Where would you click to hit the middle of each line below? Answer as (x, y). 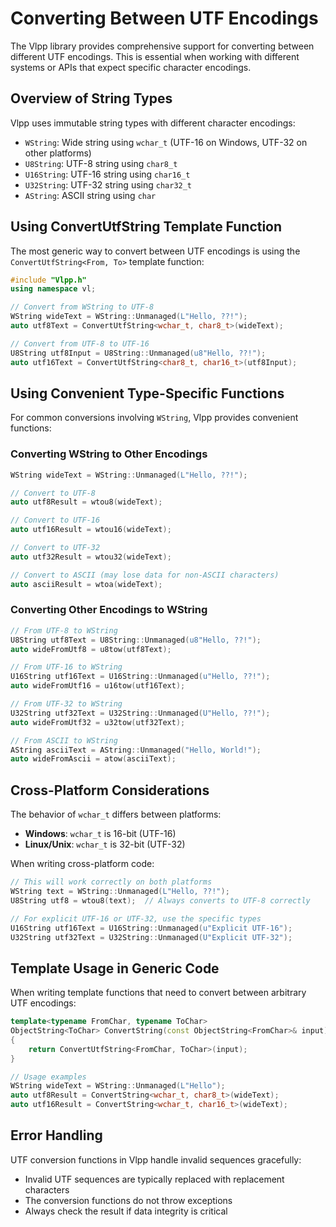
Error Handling (56, 1135)
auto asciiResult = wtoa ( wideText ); (86, 584)
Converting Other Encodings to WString (109, 610)
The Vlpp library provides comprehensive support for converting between (162, 46)
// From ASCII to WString (64, 740)
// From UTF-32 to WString (66, 704)
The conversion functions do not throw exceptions (128, 1200)
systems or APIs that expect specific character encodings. (131, 67)
